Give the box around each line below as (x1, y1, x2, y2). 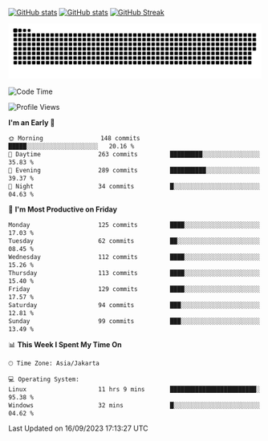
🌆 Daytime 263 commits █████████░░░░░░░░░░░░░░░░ (8, 150, 261, 158)
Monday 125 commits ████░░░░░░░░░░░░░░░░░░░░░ (8, 220, 261, 229)
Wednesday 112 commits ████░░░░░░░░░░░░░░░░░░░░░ (8, 253, 261, 261)
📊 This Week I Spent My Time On (8, 339, 122, 349)
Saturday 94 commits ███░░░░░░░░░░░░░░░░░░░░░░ (8, 301, 261, 309)
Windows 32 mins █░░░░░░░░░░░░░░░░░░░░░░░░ (8, 401, 261, 409)
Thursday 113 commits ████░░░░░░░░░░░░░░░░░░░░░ (8, 269, 261, 277)
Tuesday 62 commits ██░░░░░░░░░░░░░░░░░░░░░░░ (8, 237, 261, 245)
